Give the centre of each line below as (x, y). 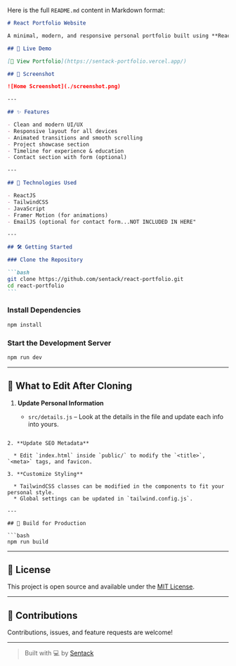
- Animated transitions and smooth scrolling (75, 138)
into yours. (43, 424)
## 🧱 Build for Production (47, 523)
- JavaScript (26, 208)
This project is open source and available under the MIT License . (101, 586)
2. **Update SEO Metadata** (48, 443)
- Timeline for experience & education (66, 151)
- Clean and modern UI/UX (45, 125)
